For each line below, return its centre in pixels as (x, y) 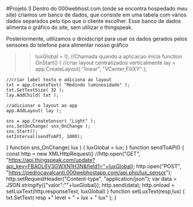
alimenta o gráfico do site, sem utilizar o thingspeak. (69, 27)
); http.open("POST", (156, 166)
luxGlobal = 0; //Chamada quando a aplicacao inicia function (109, 56)
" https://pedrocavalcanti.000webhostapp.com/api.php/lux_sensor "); (89, 172)
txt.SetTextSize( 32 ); (35, 90)
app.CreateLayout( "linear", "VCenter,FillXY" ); (91, 69)
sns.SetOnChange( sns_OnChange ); (49, 126)
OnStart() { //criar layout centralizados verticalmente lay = (105, 63)
